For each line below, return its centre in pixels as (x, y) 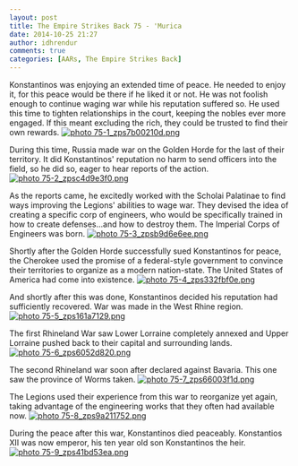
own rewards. (34, 132)
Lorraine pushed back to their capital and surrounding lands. (121, 343)
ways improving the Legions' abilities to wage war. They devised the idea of (149, 205)
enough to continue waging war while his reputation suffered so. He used (145, 104)
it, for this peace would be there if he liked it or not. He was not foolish (139, 94)
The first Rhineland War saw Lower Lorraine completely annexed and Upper (149, 333)
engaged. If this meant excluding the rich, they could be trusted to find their (149, 123)
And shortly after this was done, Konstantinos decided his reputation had (144, 297)
